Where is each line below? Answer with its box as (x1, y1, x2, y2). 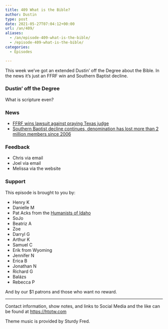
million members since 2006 (12, 131, 71, 137)
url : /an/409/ (5, 26, 35, 31)
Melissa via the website (12, 166, 61, 172)
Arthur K (12, 236, 30, 242)
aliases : (5, 31, 23, 36)
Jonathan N (12, 263, 36, 269)
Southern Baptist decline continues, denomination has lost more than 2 (12, 126, 159, 132)
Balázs (12, 273, 26, 279)
